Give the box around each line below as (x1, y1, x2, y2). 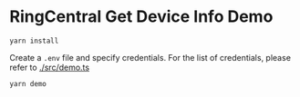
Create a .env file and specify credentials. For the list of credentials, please (9, 52, 292, 63)
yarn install (9, 36, 59, 45)
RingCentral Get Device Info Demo (9, 6, 274, 27)
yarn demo (9, 79, 47, 88)
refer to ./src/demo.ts (9, 62, 89, 73)
